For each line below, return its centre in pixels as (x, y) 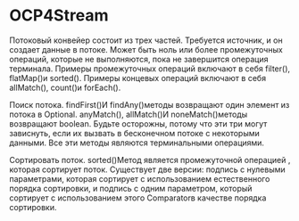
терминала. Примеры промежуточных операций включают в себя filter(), (150, 69)
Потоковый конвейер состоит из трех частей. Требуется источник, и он (146, 40)
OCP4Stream (59, 16)
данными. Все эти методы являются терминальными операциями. (137, 143)
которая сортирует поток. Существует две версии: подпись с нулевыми (147, 169)
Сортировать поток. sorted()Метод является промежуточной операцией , (150, 160)
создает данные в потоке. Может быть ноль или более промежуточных (146, 49)
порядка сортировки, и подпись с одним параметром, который (131, 188)
